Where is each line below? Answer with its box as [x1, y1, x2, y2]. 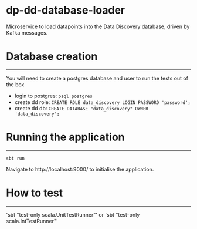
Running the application [6, 130, 125, 144]
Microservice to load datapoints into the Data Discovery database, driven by [6, 23, 190, 30]
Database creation [6, 50, 98, 63]
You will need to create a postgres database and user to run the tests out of [6, 75, 189, 82]
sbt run [6, 155, 25, 161]
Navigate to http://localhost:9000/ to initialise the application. [6, 166, 154, 173]
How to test [6, 186, 63, 200]
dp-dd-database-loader [6, 4, 125, 17]
